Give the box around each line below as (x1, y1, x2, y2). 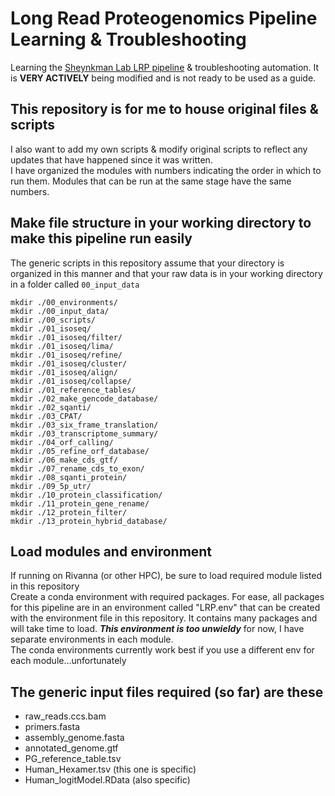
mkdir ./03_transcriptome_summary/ (10, 428, 159, 439)
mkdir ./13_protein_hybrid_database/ (10, 516, 168, 526)
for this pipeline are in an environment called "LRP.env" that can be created (10, 602, 321, 614)
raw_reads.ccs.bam (24, 710, 107, 722)
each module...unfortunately (10, 655, 127, 667)
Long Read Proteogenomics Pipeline (10, 7, 318, 30)
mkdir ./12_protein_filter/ (10, 507, 128, 517)
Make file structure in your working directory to (10, 215, 312, 232)
